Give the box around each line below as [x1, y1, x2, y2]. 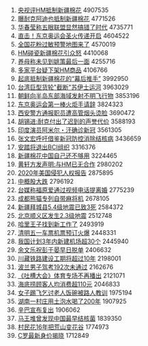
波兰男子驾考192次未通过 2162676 [17, 263, 114, 271]
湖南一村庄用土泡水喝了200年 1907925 [17, 297, 127, 305]
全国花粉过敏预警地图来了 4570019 [17, 40, 116, 48]
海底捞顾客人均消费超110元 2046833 [17, 280, 121, 288]
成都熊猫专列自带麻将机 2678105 [17, 195, 110, 202]
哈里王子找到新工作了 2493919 [17, 220, 104, 228]
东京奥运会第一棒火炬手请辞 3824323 [17, 100, 123, 108]
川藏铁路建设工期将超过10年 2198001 [17, 254, 121, 262]
